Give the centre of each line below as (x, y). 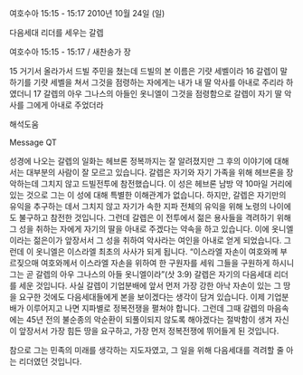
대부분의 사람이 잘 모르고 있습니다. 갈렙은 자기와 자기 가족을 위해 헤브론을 (155, 172)
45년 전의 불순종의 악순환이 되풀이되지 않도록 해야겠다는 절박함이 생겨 (149, 319)
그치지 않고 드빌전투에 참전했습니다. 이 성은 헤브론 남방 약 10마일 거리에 (166, 183)
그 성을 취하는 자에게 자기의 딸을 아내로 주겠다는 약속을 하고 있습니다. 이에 (139, 229)
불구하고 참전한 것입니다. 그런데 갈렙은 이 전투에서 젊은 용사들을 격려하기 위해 (155, 217)
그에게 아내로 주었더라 (65, 105)
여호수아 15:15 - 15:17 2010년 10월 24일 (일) (87, 13)
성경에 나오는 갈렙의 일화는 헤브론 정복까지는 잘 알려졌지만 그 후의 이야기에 (141, 161)
